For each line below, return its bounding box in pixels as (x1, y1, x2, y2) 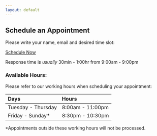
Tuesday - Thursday (8, 104, 57, 111)
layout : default (5, 7, 40, 13)
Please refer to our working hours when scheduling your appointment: (5, 83, 152, 89)
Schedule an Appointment (5, 26, 90, 35)
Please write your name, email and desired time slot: (5, 39, 115, 46)
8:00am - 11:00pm (61, 104, 109, 111)
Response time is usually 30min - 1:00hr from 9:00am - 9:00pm (5, 59, 139, 65)
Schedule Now (5, 49, 36, 56)
